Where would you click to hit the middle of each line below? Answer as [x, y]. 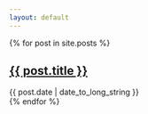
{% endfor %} [35, 102]
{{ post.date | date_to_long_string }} [74, 92]
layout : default [39, 17]
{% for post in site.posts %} [60, 43]
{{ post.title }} [49, 71]
